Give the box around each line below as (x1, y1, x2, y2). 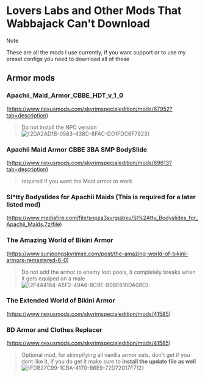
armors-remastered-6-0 (6, 256, 67, 263)
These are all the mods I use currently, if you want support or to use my (6, 48, 186, 56)
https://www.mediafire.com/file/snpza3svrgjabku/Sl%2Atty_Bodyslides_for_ (8, 214, 199, 222)
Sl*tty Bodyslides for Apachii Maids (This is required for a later (6, 192, 196, 201)
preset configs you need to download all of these (6, 55, 130, 62)
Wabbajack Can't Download (6, 16, 151, 31)
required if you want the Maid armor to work (21, 177, 132, 185)
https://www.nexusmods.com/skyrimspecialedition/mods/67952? (8, 105, 173, 112)
